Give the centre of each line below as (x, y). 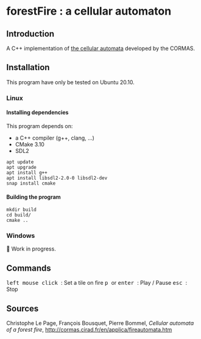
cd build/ (19, 215)
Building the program (33, 197)
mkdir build (21, 210)
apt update (20, 162)
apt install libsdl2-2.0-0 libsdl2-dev (57, 178)
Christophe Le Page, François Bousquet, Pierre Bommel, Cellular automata (100, 323)
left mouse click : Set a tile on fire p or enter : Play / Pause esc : (97, 283)
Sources (23, 308)
